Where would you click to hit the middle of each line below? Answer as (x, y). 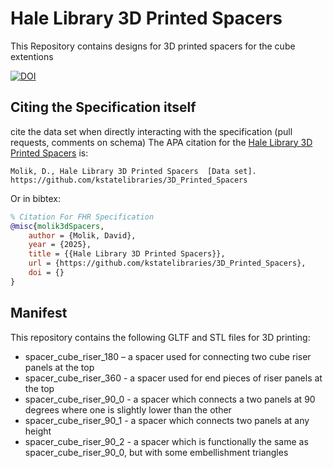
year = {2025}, (60, 245)
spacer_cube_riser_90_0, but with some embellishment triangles (156, 452)
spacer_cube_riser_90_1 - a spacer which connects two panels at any (167, 420)
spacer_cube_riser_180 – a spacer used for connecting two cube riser (168, 356)
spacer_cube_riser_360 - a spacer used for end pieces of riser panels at (173, 378)
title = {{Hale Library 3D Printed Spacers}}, (127, 254)
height (38, 431)
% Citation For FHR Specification (82, 217)
